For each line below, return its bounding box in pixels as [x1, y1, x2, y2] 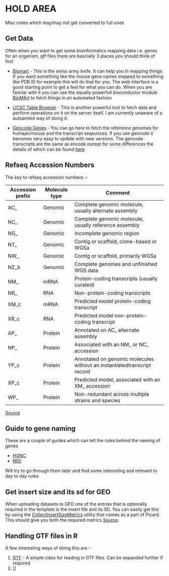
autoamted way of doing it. [12, 115, 68, 121]
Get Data [5, 34, 34, 43]
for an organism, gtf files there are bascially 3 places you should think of [5, 53, 155, 59]
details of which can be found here [12, 146, 85, 152]
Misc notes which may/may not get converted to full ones [5, 20, 124, 26]
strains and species [74, 397, 121, 404]
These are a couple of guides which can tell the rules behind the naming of [5, 438, 160, 444]
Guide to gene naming [5, 424, 76, 433]
